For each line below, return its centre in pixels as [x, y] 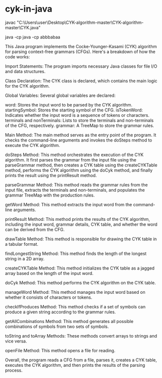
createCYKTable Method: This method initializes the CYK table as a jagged [80, 268]
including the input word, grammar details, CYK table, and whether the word [81, 224]
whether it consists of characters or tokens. [49, 297]
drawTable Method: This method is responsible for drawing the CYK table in [81, 239]
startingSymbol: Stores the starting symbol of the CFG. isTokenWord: [74, 110]
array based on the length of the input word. [49, 273]
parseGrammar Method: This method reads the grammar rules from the [77, 185]
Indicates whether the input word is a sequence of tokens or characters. [77, 115]
